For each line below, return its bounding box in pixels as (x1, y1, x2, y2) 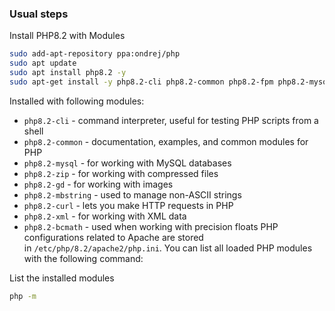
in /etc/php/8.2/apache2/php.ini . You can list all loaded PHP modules (23, 242, 313, 254)
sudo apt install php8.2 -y (9, 68, 127, 78)
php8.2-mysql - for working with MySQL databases (23, 157, 232, 169)
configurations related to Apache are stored (23, 231, 204, 243)
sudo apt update (9, 58, 77, 69)
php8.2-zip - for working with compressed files (23, 167, 219, 179)
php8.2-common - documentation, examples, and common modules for (23, 135, 309, 147)
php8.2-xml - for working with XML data (23, 210, 187, 222)
